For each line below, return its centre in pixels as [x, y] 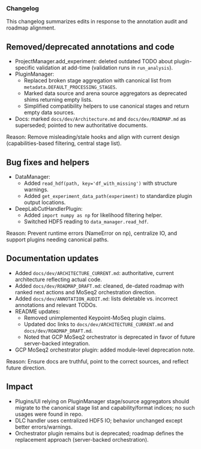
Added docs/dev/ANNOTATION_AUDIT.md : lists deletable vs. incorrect [96, 299]
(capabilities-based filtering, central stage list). [64, 143]
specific [25, 68]
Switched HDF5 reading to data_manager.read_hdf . [86, 221]
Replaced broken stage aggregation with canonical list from [97, 81]
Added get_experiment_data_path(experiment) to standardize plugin [108, 196]
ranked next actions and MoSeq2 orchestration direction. [85, 292]
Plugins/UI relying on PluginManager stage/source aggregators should [102, 401]
